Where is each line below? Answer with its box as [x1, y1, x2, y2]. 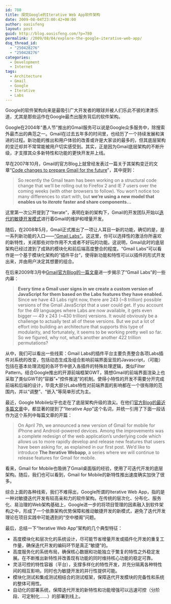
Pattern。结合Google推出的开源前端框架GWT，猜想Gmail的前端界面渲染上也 [5, 370, 165, 376]
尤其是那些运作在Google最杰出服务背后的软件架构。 [14, 114, 123, 120]
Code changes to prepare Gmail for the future [12, 167, 108, 173]
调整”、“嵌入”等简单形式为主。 [30, 389, 94, 395]
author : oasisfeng [5, 21, 44, 27]
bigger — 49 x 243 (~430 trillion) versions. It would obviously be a [17, 313, 158, 319]
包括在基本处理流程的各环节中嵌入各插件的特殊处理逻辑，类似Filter [5, 363, 146, 369]
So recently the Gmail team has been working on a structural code [17, 177, 157, 183]
